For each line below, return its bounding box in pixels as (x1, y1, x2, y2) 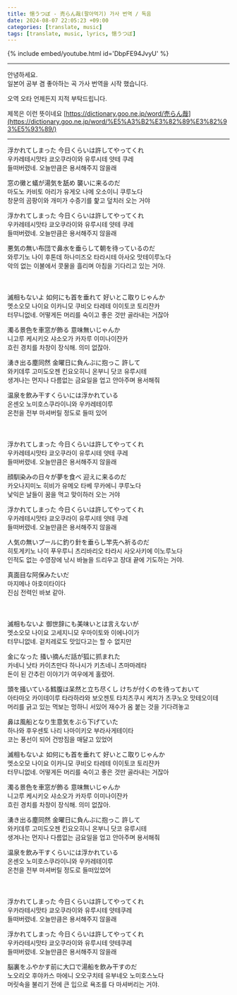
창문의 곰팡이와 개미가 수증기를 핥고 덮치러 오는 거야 (7, 196, 150, 205)
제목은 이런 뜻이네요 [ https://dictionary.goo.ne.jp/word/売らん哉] (7, 109, 191, 118)
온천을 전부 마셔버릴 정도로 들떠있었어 (7, 866, 111, 874)
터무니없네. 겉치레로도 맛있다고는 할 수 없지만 (7, 637, 132, 646)
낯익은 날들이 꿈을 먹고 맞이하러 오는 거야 (7, 490, 121, 499)
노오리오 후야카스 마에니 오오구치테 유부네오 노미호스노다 (7, 972, 164, 980)
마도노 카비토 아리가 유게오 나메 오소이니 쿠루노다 (7, 188, 143, 196)
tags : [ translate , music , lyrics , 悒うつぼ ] (7, 30, 136, 37)
